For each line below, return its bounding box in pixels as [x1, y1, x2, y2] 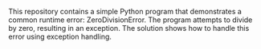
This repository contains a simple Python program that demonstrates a [8, 7, 243, 16]
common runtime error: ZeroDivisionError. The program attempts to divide [8, 15, 253, 24]
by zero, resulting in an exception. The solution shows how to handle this [8, 24, 250, 32]
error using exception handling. [8, 32, 112, 41]
